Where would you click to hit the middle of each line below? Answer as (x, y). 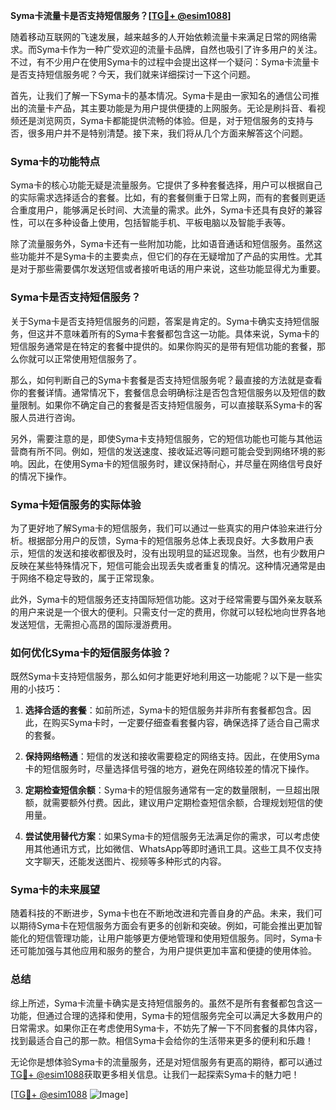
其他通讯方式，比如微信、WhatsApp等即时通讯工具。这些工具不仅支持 (178, 849)
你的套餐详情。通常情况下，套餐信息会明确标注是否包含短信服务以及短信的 (163, 392)
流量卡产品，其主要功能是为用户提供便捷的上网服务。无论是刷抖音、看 (172, 108)
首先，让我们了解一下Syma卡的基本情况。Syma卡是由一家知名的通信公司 (160, 95)
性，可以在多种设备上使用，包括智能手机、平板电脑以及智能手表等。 (150, 223)
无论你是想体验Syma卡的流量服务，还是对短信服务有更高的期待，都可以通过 (166, 1061)
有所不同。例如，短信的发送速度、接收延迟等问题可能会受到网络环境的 (172, 451)
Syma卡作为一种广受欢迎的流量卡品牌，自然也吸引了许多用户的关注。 (179, 49)
